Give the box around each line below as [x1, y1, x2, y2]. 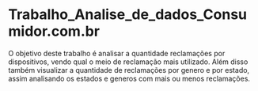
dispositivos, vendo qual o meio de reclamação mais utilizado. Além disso [8, 57, 249, 66]
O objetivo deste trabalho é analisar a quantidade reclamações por [8, 48, 226, 58]
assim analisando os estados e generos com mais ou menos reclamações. [8, 74, 251, 83]
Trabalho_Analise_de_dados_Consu [8, 6, 248, 24]
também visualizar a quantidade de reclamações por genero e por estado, [8, 65, 250, 74]
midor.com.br [8, 22, 101, 40]
